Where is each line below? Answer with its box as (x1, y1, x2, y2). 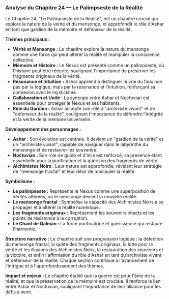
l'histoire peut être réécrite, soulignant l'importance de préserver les (12, 68, 156, 74)
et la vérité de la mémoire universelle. (12, 116, 92, 123)
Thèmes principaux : (5, 36, 50, 42)
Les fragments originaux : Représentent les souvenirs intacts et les (12, 210, 155, 216)
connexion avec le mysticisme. (12, 89, 77, 96)
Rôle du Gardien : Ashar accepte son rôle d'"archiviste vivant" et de (12, 106, 155, 112)
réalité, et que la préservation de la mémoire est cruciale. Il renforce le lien (5, 278, 161, 284)
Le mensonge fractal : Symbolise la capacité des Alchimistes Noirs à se (12, 199, 164, 205)
